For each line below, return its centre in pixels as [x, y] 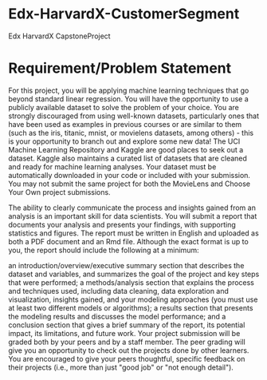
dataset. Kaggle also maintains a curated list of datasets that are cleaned [128, 158]
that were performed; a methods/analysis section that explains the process [132, 282]
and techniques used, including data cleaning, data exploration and [119, 291]
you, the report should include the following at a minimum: [104, 250]
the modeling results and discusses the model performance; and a [117, 316]
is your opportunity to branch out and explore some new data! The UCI [124, 141]
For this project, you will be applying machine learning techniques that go [129, 90]
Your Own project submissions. [59, 192]
